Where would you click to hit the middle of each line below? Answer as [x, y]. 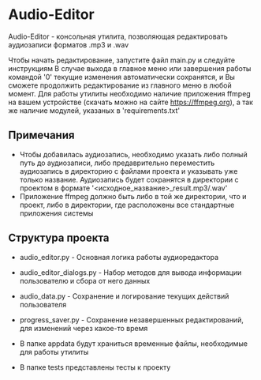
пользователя [43, 304]
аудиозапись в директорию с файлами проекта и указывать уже [129, 171]
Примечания [41, 135]
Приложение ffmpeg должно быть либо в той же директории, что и [133, 196]
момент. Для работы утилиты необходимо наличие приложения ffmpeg [129, 93]
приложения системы [56, 213]
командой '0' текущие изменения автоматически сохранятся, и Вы [121, 77]
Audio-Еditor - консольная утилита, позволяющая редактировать [118, 36]
